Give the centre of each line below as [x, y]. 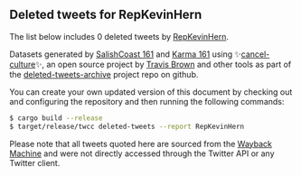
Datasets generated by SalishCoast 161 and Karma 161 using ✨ [126, 54]
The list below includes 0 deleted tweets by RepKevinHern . [119, 36]
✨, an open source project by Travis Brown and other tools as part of [163, 64]
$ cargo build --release [56, 118]
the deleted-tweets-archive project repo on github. [104, 74]
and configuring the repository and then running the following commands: [147, 101]
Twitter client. [35, 162]
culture [23, 64]
